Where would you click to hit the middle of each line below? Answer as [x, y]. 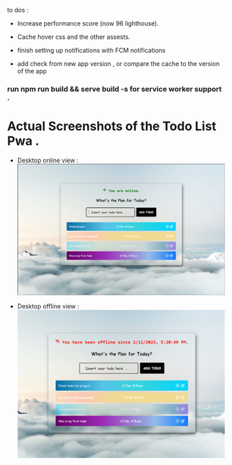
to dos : [18, 10]
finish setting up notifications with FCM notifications [91, 50]
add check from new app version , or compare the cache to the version [118, 64]
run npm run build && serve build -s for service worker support [115, 89]
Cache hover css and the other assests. [74, 37]
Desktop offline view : [48, 306]
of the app [32, 71]
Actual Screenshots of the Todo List [112, 126]
